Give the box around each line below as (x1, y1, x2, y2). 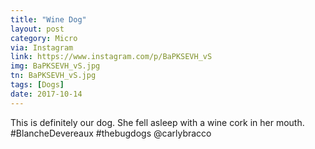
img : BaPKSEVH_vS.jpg (10, 61, 101, 71)
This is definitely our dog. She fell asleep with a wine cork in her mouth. (10, 116, 305, 128)
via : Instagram (10, 42, 74, 53)
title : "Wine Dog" (10, 14, 87, 25)
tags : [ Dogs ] (10, 80, 65, 90)
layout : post (10, 24, 65, 34)
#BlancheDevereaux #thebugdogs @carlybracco (10, 127, 212, 139)
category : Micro (10, 33, 78, 43)
